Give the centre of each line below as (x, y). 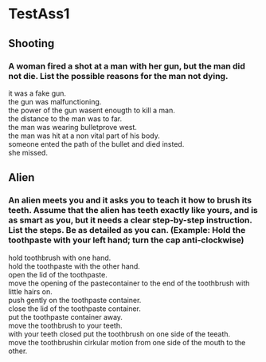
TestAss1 (39, 14)
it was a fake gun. (37, 93)
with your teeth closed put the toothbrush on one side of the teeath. (119, 334)
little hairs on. (31, 291)
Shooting (31, 43)
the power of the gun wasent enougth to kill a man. (92, 110)
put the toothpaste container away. (66, 317)
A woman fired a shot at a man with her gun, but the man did (127, 66)
